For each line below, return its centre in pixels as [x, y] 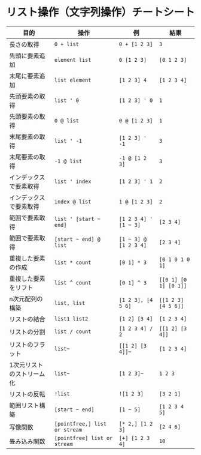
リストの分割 [28, 332]
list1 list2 [71, 318]
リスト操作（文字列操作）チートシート [101, 12]
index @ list [73, 201]
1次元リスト [26, 365]
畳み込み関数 [28, 441]
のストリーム [27, 374]
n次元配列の [26, 299]
